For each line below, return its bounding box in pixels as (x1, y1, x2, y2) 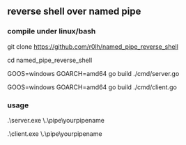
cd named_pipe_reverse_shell (7, 56, 93, 64)
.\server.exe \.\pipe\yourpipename (7, 116, 105, 124)
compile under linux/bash (7, 26, 96, 36)
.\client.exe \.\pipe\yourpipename (7, 129, 102, 138)
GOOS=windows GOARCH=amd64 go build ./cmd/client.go (7, 83, 178, 91)
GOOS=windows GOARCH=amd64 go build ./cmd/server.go (7, 69, 180, 77)
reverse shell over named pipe (7, 6, 141, 17)
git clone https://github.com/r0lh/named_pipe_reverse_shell (7, 42, 179, 51)
